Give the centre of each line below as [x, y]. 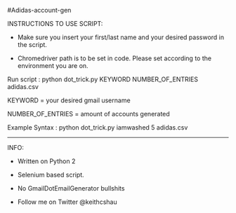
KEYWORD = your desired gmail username [69, 100]
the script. [32, 44]
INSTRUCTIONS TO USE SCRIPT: [55, 23]
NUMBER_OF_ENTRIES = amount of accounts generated [88, 114]
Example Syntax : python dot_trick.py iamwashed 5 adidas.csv [98, 128]
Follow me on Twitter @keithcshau [67, 202]
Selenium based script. [51, 175]
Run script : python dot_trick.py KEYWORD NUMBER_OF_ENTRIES [103, 79]
